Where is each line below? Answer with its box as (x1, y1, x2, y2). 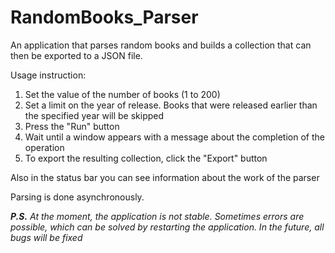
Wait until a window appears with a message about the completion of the (24, 131, 325, 143)
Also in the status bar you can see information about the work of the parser (10, 171, 320, 183)
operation (24, 141, 65, 153)
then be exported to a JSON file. (10, 49, 143, 61)
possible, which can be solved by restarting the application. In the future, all (10, 221, 325, 233)
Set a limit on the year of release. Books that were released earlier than (24, 99, 318, 111)
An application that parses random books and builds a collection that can (10, 39, 312, 51)
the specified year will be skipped (24, 109, 165, 121)
